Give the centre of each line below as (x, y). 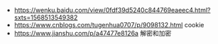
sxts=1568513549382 (46, 17)
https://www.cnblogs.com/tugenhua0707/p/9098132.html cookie (109, 25)
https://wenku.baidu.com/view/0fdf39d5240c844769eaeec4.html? (112, 10)
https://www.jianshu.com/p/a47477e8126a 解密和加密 (93, 33)
